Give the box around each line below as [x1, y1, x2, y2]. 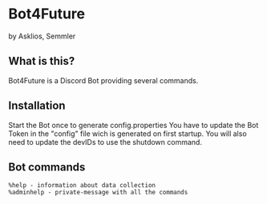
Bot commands [8, 160, 86, 174]
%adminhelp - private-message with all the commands [8, 189, 188, 197]
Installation [8, 99, 66, 113]
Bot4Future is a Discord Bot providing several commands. [8, 75, 199, 85]
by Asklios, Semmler [8, 31, 76, 41]
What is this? [8, 54, 75, 68]
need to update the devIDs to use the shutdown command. [8, 137, 203, 146]
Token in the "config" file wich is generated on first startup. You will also [8, 129, 247, 138]
